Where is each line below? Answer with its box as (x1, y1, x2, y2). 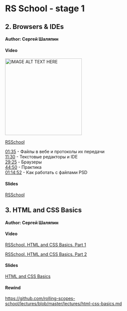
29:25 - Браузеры (5, 159, 42, 165)
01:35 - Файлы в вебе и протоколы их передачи (5, 149, 105, 155)
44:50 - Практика (5, 164, 42, 170)
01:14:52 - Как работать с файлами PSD (5, 170, 88, 176)
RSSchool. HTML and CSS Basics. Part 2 (5, 251, 87, 257)
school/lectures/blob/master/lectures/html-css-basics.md (5, 301, 122, 307)
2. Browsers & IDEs (5, 23, 64, 31)
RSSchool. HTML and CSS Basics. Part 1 (5, 241, 86, 248)
